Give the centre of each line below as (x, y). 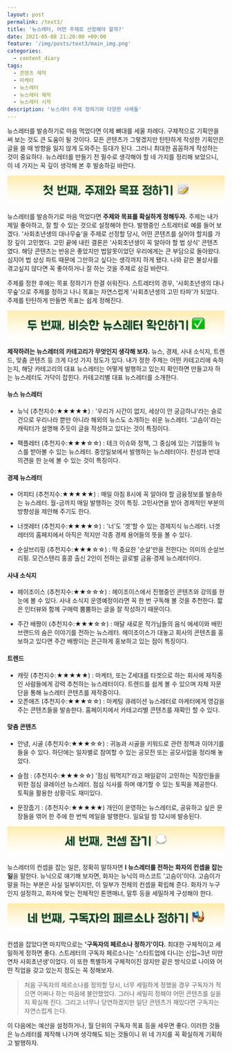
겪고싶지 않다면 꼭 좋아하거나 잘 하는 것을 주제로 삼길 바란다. (88, 268)
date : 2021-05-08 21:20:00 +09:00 (57, 37)
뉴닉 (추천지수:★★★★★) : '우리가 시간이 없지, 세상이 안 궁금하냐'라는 (113, 411)
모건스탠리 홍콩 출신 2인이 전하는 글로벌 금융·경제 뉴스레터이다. (117, 558)
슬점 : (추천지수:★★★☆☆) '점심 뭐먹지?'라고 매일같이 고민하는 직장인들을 (119, 776)
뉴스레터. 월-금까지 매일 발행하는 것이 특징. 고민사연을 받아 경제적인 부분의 (124, 503)
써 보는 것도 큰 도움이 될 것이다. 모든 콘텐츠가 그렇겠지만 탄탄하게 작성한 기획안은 (116, 139)
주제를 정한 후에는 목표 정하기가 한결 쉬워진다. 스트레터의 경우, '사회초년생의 (109, 283)
